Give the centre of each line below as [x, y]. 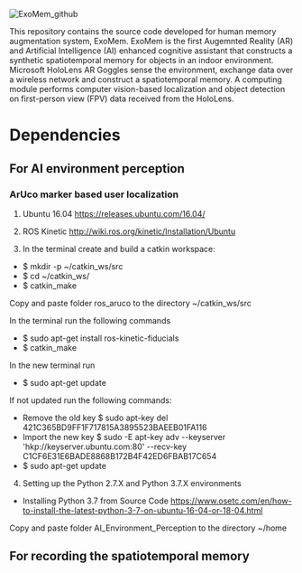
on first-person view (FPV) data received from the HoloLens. [122, 99]
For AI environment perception [97, 169]
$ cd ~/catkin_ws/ [56, 276]
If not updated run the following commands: [91, 400]
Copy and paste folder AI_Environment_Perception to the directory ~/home [148, 528]
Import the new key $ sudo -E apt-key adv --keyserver [124, 437]
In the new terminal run [52, 365]
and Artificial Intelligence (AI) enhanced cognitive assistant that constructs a [151, 51]
